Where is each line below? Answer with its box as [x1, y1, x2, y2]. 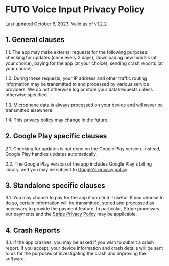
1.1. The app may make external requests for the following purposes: [5, 49, 149, 55]
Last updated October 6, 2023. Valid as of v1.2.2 [5, 21, 107, 27]
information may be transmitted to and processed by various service [5, 80, 150, 87]
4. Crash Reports [5, 226, 60, 234]
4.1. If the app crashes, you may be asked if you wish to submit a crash [5, 239, 154, 245]
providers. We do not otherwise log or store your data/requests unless [5, 86, 153, 92]
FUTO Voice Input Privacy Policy [5, 4, 145, 15]
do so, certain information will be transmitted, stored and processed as [5, 200, 154, 206]
